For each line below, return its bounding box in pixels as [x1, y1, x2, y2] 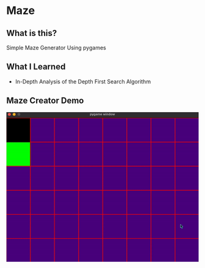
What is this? [6, 28, 57, 38]
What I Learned [6, 62, 66, 72]
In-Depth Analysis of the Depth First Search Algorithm [15, 77, 151, 85]
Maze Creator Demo [6, 96, 84, 106]
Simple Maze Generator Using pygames [6, 44, 107, 51]
